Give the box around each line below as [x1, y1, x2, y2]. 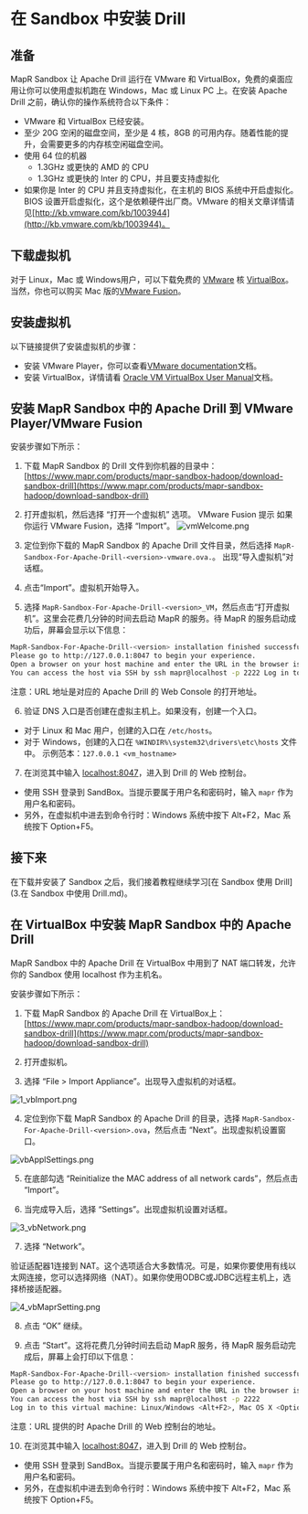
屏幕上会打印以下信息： [48, 1350, 136, 1362]
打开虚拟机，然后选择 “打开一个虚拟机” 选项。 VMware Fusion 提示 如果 [23, 509, 293, 520]
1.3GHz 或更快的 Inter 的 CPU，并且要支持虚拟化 [37, 173, 220, 184]
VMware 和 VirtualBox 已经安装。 [23, 116, 149, 126]
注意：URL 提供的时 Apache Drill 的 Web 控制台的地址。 [10, 1421, 221, 1432]
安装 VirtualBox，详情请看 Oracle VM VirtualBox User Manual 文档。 [23, 371, 278, 382]
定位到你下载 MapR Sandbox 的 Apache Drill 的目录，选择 [23, 1113, 240, 1124]
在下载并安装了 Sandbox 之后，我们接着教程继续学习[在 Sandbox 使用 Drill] [10, 876, 293, 887]
